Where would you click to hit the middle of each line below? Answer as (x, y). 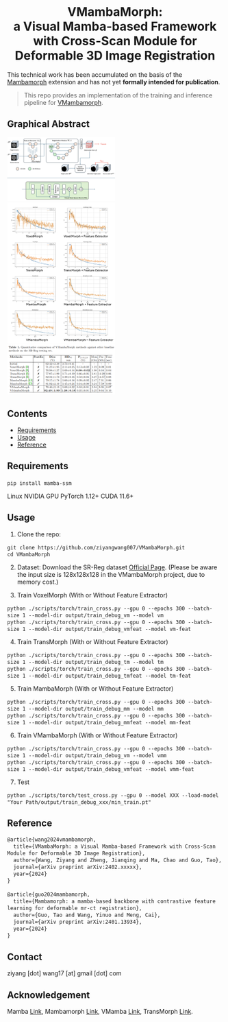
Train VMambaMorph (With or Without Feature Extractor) (97, 735)
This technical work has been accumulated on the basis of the (95, 74)
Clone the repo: (39, 534)
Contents (27, 413)
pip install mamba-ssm (39, 483)
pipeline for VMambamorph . (64, 102)
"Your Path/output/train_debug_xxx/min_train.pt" (79, 802)
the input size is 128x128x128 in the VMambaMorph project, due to (111, 574)
